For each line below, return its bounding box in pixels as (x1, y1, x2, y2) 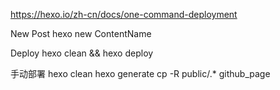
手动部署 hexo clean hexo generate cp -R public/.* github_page (10, 68, 271, 79)
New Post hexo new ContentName (10, 28, 152, 39)
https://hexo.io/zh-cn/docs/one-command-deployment (10, 9, 238, 20)
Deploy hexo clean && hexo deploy (10, 47, 154, 59)
